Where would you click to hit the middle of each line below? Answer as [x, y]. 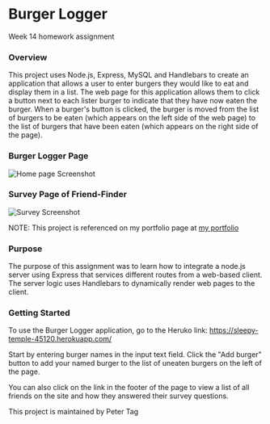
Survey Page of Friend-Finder [68, 195]
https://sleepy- [234, 330]
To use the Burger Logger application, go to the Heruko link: [108, 330]
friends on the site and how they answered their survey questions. [118, 396]
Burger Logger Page [49, 156]
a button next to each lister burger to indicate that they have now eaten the [133, 101]
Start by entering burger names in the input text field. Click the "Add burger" [135, 355]
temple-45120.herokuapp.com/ [60, 339]
